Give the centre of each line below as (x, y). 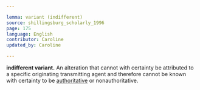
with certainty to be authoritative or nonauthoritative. (72, 80)
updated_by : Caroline (34, 45)
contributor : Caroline (35, 40)
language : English (29, 34)
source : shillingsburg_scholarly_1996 (55, 23)
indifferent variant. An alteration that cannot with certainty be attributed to (100, 68)
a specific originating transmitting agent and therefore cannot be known (96, 74)
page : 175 (19, 28)
